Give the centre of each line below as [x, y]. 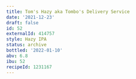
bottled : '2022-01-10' [34, 50]
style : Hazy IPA [26, 39]
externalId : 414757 [31, 34]
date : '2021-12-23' [31, 17]
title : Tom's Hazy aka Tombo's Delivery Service [68, 12]
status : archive [26, 45]
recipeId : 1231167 [29, 67]
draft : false [22, 23]
